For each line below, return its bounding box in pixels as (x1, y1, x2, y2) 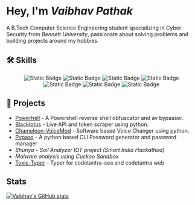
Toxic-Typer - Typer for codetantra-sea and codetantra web (14, 159, 165, 166)
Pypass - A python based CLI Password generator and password (14, 133, 177, 140)
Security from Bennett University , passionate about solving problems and (6, 30, 189, 37)
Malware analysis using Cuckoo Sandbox (14, 153, 119, 160)
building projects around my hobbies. (6, 37, 99, 44)
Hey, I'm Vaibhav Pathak (6, 4, 133, 18)
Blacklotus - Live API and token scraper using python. (14, 121, 149, 128)
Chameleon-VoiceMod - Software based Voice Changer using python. (14, 127, 190, 134)
